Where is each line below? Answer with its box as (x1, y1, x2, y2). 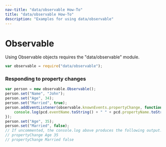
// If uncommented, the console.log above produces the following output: (5, 128, 163, 133)
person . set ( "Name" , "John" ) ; (5, 91, 65, 97)
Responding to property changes (5, 75, 86, 82)
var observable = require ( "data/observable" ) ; (5, 64, 103, 69)
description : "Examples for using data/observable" (5, 16, 114, 21)
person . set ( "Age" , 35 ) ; (5, 119, 54, 124)
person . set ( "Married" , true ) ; (5, 100, 68, 105)
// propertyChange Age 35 (5, 133, 58, 138)
